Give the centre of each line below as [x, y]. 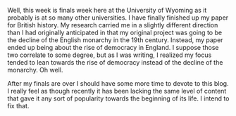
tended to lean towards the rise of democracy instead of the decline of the [115, 62]
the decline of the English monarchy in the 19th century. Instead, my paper [115, 40]
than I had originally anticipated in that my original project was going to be [115, 32]
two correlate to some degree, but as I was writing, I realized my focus [110, 55]
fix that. [18, 106]
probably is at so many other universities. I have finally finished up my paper [118, 18]
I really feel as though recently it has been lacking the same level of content [117, 91]
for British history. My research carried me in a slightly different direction [113, 25]
